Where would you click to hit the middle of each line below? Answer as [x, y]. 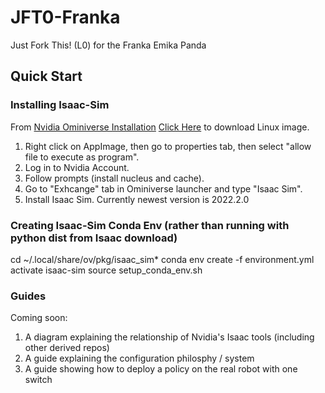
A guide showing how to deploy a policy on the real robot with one [161, 369]
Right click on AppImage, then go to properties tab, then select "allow [168, 146]
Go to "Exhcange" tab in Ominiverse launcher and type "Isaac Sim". [163, 188]
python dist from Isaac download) [94, 238]
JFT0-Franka [65, 17]
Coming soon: [39, 318]
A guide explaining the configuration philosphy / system [139, 358]
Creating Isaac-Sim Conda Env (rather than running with [150, 225]
